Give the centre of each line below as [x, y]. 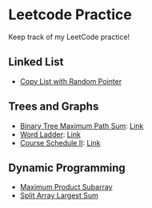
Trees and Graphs [54, 107]
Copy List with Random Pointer [71, 81]
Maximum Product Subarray [66, 187]
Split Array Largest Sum [59, 196]
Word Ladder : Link [50, 134]
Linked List [36, 62]
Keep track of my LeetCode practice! [69, 37]
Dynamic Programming [67, 168]
